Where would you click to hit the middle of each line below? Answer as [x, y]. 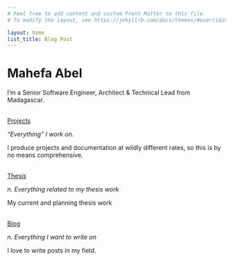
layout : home [26, 33]
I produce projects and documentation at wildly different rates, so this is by [114, 148]
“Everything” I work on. [41, 134]
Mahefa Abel [45, 73]
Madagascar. [26, 100]
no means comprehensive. [45, 155]
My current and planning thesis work [60, 203]
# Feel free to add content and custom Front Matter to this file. [107, 14]
